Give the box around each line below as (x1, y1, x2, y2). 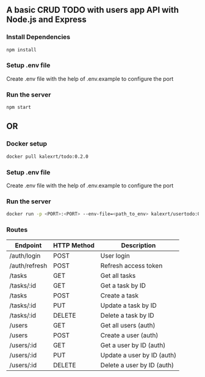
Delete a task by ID (100, 312, 154, 320)
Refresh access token (100, 261, 163, 270)
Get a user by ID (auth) (100, 341, 166, 349)
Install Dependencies (6, 33, 71, 42)
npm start (6, 104, 32, 111)
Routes (6, 225, 28, 234)
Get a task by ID (100, 282, 146, 290)
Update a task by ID (100, 301, 157, 310)
